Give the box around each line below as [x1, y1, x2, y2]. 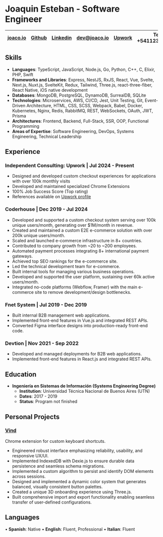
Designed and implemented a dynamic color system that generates [12, 478, 147, 484]
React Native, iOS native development [12, 87, 88, 93]
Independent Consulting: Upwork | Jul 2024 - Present [5, 162, 134, 169]
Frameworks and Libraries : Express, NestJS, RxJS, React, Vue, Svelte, [12, 77, 154, 83]
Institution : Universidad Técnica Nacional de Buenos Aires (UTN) [19, 388, 150, 394]
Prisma [12, 113, 27, 118]
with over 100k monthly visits [12, 178, 70, 184]
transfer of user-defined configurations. [12, 499, 92, 505]
